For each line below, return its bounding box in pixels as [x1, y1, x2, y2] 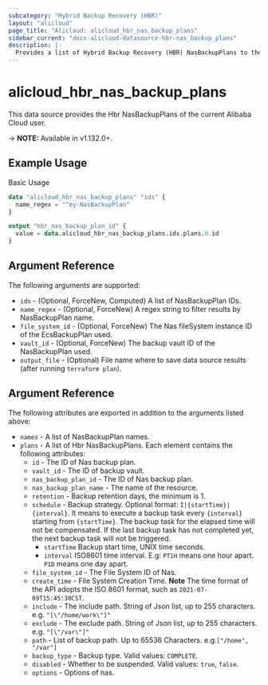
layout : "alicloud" [8, 19, 73, 27]
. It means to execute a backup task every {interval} [67, 508, 243, 518]
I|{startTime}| [179, 501, 231, 509]
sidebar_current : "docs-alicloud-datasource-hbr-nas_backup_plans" [8, 33, 238, 42]
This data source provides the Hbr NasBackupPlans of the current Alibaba [8, 109, 252, 119]
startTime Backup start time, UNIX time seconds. [43, 541, 206, 551]
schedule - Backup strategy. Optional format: [31, 499, 179, 509]
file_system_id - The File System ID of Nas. [31, 567, 177, 577]
